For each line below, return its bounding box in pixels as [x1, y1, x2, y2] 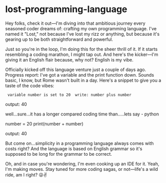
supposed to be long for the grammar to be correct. [5, 151, 112, 157]
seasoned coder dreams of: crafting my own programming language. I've [5, 25, 157, 31]
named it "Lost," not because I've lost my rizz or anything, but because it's [5, 31, 160, 37]
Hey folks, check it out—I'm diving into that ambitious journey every [5, 20, 146, 26]
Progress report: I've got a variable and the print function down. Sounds [5, 72, 154, 78]
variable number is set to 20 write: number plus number [7, 92, 132, 97]
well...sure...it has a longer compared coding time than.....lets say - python [5, 111, 159, 117]
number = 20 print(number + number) [5, 120, 84, 127]
